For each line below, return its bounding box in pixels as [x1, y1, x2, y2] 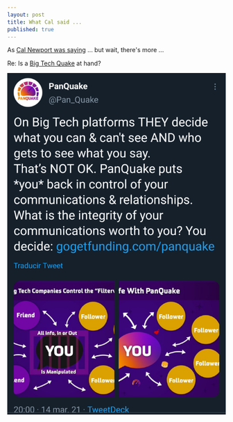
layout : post [7, 11, 45, 18]
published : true [7, 26, 54, 33]
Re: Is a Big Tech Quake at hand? [7, 59, 102, 67]
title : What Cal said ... [7, 18, 82, 26]
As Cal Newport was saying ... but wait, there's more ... [7, 46, 164, 54]
